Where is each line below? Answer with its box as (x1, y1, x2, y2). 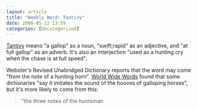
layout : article (6, 8, 47, 15)
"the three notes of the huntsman (20, 98, 104, 105)
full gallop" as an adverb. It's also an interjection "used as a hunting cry (6, 49, 184, 56)
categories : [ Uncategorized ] (6, 25, 80, 32)
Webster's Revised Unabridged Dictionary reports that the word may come (6, 67, 192, 74)
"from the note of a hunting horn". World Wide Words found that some (6, 73, 181, 80)
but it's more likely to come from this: (6, 86, 99, 93)
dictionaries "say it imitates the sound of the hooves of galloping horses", (6, 79, 188, 87)
